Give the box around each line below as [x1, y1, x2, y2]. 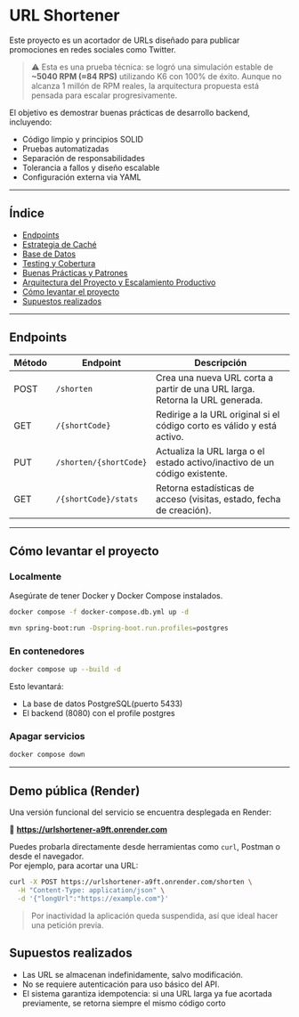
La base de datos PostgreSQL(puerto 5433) [21, 698, 183, 709]
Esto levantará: [9, 681, 64, 692]
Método [13, 356, 47, 369]
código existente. [155, 467, 229, 479]
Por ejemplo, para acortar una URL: [9, 860, 139, 871]
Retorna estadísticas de [155, 482, 255, 494]
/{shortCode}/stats [55, 493, 139, 504]
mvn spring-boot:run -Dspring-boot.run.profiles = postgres [9, 624, 229, 633]
